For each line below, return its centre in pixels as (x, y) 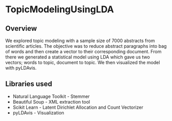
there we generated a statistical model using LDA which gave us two (78, 57)
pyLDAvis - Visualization (38, 113)
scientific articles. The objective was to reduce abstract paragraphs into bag (86, 46)
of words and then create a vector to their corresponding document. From (83, 52)
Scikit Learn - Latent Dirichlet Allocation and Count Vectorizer (78, 107)
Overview (21, 28)
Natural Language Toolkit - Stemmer (51, 96)
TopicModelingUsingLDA (60, 9)
